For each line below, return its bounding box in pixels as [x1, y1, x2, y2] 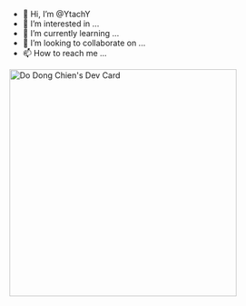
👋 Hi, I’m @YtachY [22, 9, 91, 19]
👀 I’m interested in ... [22, 18, 100, 29]
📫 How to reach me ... [22, 48, 107, 58]
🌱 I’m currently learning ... [22, 28, 120, 38]
